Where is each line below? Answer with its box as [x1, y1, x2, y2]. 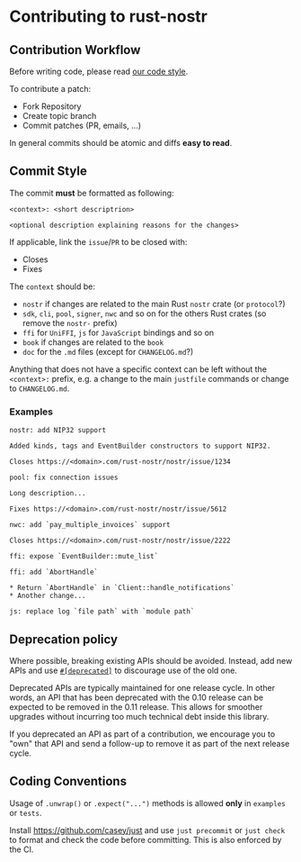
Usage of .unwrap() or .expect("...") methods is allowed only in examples [9, 797, 286, 808]
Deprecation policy [9, 631, 119, 647]
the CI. [9, 844, 34, 855]
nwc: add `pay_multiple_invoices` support [9, 521, 171, 530]
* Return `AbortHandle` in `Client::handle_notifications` [9, 584, 235, 593]
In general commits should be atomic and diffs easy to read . [9, 138, 233, 148]
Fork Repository [22, 101, 82, 112]
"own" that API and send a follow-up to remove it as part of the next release [9, 738, 290, 749]
